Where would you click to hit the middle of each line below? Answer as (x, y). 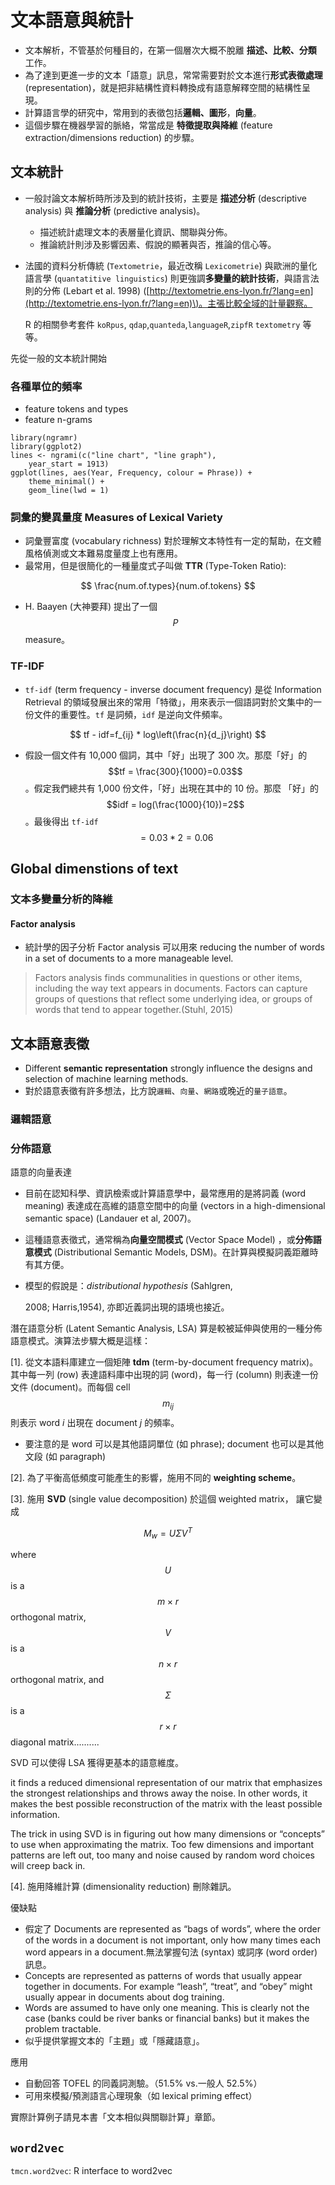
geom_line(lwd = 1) (69, 491)
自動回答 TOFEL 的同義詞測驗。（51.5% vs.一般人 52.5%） (143, 2083)
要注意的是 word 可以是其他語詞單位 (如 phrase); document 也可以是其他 (174, 1443)
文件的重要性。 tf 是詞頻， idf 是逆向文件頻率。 (130, 714)
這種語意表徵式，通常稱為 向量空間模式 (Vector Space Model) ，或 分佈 (168, 1240)
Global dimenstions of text (94, 869)
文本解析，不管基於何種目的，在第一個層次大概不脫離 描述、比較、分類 (170, 50)
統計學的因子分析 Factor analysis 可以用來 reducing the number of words (174, 947)
